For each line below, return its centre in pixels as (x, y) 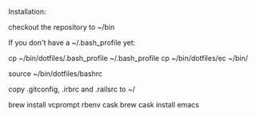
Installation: (27, 12)
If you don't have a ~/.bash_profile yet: (72, 42)
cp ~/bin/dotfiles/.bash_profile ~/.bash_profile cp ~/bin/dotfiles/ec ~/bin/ (128, 58)
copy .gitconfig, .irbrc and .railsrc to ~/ (72, 89)
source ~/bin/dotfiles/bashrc (55, 74)
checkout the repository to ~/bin (62, 27)
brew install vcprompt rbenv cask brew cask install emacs (104, 105)
